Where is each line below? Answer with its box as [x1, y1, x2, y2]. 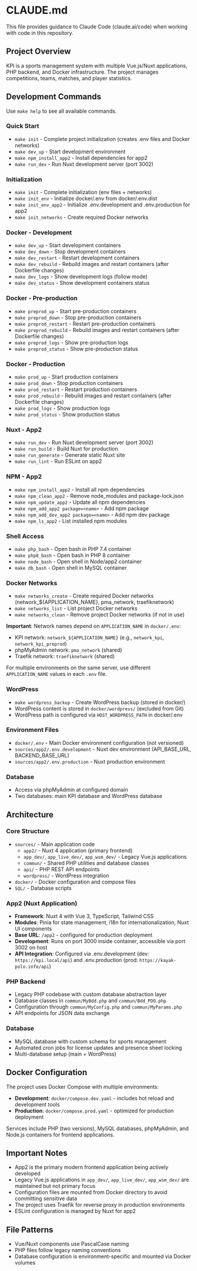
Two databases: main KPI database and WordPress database [14, 793, 163, 800]
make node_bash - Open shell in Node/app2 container [14, 558, 142, 565]
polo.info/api [14, 964, 49, 970]
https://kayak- [139, 958, 176, 964]
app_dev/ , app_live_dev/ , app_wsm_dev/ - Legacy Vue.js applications [23, 853, 187, 860]
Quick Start [6, 122, 39, 130]
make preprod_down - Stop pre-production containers [14, 314, 142, 321]
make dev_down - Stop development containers [14, 248, 126, 255]
